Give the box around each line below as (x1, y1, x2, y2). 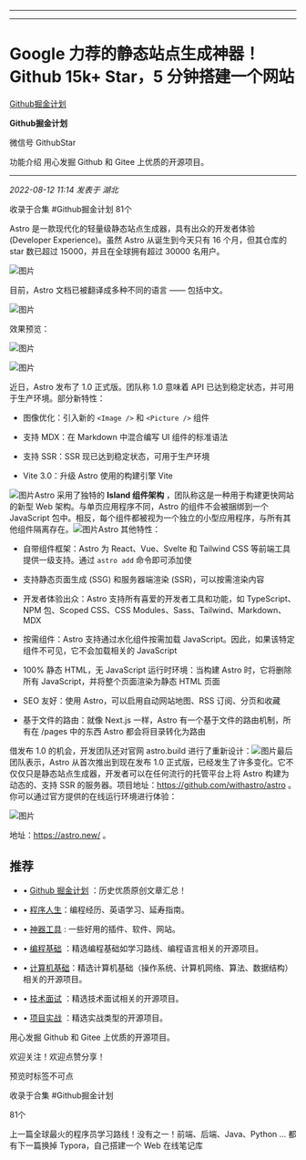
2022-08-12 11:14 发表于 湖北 (9, 184, 119, 195)
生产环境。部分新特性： (16, 393, 106, 404)
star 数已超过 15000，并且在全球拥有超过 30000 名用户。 (9, 245, 225, 256)
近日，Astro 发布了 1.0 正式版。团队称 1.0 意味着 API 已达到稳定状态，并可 (9, 381, 287, 392)
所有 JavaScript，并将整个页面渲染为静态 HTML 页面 (22, 675, 220, 686)
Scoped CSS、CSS (58, 604, 131, 615)
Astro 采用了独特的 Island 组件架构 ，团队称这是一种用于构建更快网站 (35, 489, 294, 500)
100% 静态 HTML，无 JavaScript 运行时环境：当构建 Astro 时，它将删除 (22, 664, 292, 675)
